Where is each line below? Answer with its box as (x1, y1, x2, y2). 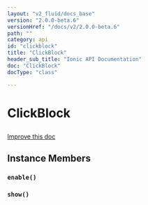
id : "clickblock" (7, 43, 58, 50)
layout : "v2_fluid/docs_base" (7, 10, 96, 17)
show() (7, 190, 30, 198)
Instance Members (7, 153, 91, 164)
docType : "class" (7, 69, 58, 76)
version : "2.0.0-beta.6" (7, 17, 80, 24)
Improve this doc (7, 132, 56, 141)
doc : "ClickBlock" (7, 62, 61, 69)
